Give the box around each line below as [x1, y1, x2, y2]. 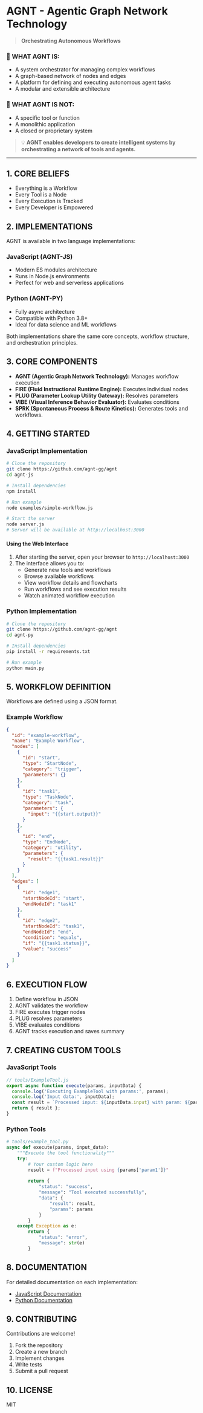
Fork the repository [14, 1342, 63, 1349]
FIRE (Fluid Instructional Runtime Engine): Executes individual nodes [14, 385, 188, 392]
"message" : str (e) [38, 1240, 85, 1246]
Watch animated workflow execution [24, 592, 115, 599]
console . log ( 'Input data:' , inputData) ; [11, 1094, 115, 1100]
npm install [6, 488, 36, 494]
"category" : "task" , [22, 800, 74, 806]
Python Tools [6, 1125, 47, 1133]
